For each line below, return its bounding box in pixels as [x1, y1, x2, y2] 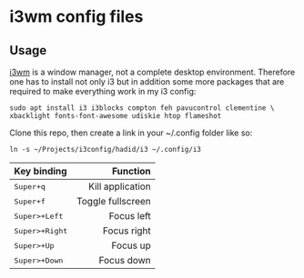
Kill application [87, 180, 152, 193]
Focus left [108, 210, 152, 222]
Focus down [98, 254, 152, 266]
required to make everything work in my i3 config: [9, 86, 197, 96]
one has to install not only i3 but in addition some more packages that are [9, 76, 285, 87]
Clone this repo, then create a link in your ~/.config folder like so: [9, 127, 253, 138]
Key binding [14, 165, 67, 177]
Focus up [111, 239, 152, 252]
